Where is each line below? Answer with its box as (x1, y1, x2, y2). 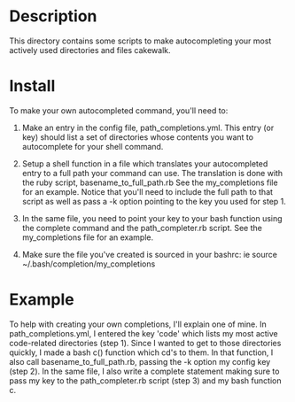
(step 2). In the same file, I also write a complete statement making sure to (9, 366, 280, 376)
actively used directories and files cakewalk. (9, 44, 171, 55)
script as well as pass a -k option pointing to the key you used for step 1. (21, 196, 286, 206)
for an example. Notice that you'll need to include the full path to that (21, 186, 273, 197)
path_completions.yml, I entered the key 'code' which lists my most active (9, 328, 278, 338)
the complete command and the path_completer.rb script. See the (21, 222, 263, 233)
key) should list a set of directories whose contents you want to (21, 131, 254, 143)
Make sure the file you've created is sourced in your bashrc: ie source (21, 249, 277, 259)
